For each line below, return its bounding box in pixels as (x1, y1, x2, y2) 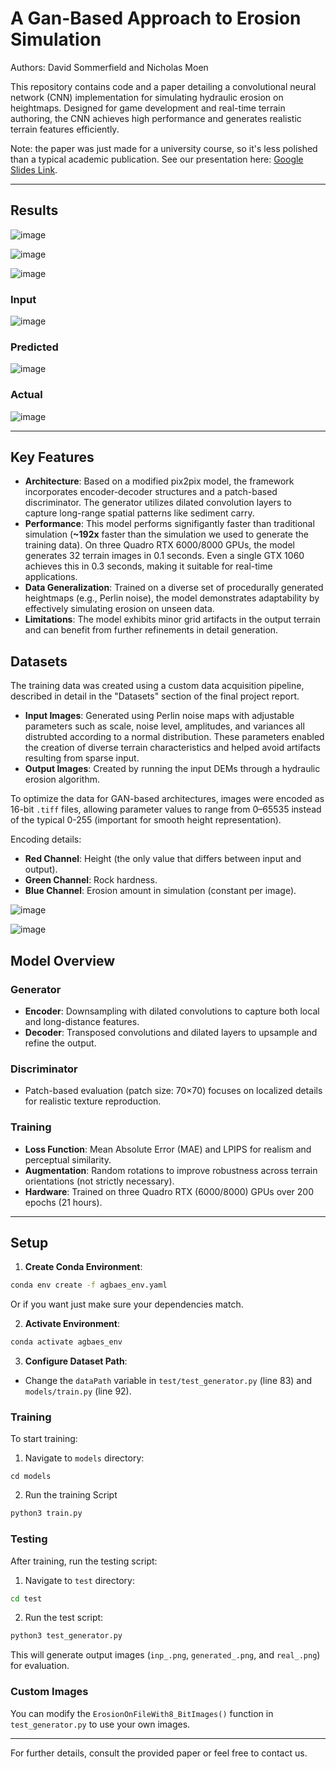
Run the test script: (24, 1612, 104, 1624)
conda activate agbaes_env (10, 1337, 123, 1347)
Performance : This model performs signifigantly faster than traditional (24, 518, 315, 530)
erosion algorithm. (24, 773, 100, 786)
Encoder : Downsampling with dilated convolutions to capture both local (24, 1005, 320, 1017)
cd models (10, 1472, 52, 1482)
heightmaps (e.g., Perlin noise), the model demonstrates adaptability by (24, 592, 320, 604)
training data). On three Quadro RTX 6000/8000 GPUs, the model (24, 539, 295, 551)
